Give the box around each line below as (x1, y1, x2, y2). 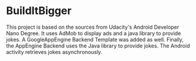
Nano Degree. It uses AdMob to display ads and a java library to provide (6, 29, 181, 36)
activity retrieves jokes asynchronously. (6, 48, 103, 55)
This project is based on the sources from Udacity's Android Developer (6, 23, 179, 30)
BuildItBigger (6, 4, 72, 18)
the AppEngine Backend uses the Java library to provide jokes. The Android (6, 42, 190, 49)
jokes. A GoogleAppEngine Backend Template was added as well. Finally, (6, 36, 184, 43)
